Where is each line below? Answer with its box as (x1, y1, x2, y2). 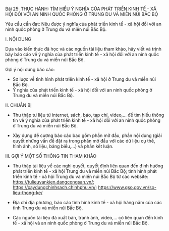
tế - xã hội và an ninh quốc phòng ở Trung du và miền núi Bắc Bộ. (12, 220, 149, 226)
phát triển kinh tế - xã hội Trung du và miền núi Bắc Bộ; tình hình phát (12, 168, 157, 174)
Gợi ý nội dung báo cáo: (5, 67, 55, 72)
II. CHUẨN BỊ (5, 102, 32, 108)
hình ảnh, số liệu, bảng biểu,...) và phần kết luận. (12, 143, 114, 149)
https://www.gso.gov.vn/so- (98, 184, 157, 190)
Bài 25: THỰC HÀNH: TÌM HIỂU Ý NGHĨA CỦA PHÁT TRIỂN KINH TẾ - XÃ (5, 6, 157, 12)
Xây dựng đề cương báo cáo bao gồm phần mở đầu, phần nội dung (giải (12, 132, 162, 138)
